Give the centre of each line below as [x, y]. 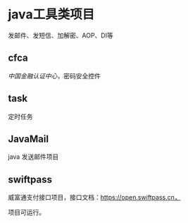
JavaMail [28, 139]
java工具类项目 [51, 14]
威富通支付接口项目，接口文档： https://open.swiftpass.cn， [95, 198]
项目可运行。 [26, 212]
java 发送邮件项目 [33, 157]
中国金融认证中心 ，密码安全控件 [54, 76]
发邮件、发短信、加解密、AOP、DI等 [61, 35]
